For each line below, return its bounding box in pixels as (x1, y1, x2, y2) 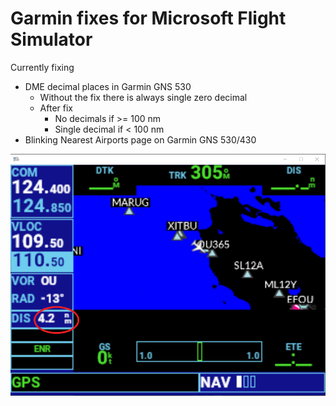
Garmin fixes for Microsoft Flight (10, 7, 287, 30)
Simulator (10, 28, 93, 51)
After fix (39, 102, 73, 114)
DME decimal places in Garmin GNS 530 (24, 80, 192, 92)
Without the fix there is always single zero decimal (39, 91, 248, 103)
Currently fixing (10, 61, 75, 73)
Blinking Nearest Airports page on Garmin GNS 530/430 (24, 133, 257, 146)
